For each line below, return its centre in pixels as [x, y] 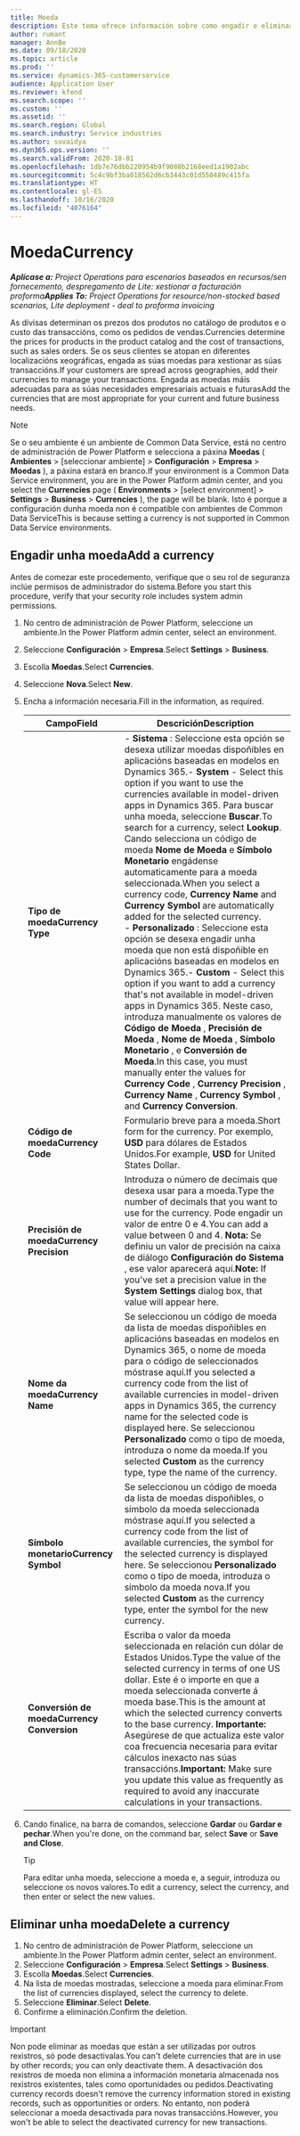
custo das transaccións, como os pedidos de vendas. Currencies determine [148, 331]
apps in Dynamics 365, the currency [200, 1405]
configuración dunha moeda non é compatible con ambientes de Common [146, 508]
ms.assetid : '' [38, 117]
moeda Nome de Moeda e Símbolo [198, 849]
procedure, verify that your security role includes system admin [126, 596]
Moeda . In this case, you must [186, 1061]
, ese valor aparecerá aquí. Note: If [195, 1268]
